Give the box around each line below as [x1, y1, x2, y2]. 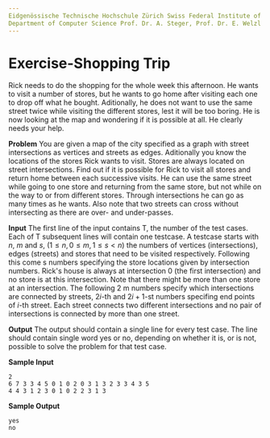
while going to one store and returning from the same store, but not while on [8, 182, 262, 192]
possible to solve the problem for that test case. [8, 342, 167, 352]
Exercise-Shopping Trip [8, 54, 171, 73]
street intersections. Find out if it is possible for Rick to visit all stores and [8, 165, 251, 174]
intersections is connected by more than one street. [8, 309, 180, 319]
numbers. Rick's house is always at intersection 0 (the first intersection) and [8, 266, 261, 276]
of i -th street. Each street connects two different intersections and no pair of [8, 300, 262, 311]
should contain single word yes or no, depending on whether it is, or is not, [8, 333, 257, 343]
